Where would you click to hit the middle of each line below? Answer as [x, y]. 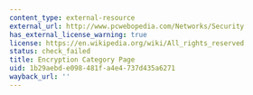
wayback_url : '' [40, 77]
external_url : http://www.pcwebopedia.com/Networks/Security [127, 26]
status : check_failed [50, 52]
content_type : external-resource [72, 18]
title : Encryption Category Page [72, 60]
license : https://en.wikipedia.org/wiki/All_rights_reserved [127, 43]
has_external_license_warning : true [78, 34]
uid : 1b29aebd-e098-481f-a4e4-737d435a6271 [93, 69]
